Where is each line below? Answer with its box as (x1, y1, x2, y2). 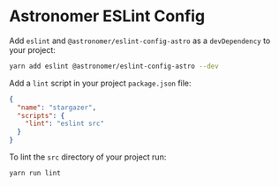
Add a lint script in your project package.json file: (9, 78, 192, 88)
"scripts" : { (17, 111, 65, 120)
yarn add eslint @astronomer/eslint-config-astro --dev (9, 62, 219, 71)
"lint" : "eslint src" (25, 119, 104, 129)
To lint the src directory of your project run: (9, 152, 167, 162)
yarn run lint (9, 169, 62, 178)
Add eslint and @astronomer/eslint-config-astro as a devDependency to (9, 35, 271, 46)
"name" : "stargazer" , (17, 103, 97, 112)
